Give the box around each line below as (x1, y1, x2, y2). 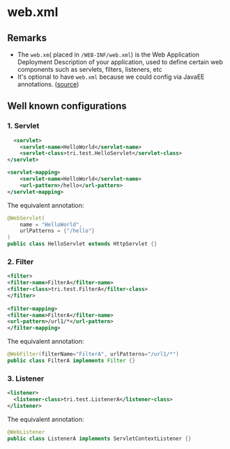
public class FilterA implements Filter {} (7, 357, 136, 365)
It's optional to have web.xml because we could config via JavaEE (17, 73, 205, 81)
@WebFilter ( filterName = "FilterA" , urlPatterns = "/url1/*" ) (7, 351, 179, 358)
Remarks (7, 32, 47, 44)
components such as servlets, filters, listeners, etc (17, 66, 162, 73)
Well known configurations (7, 100, 127, 112)
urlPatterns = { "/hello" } (20, 227, 95, 234)
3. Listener (7, 374, 45, 383)
